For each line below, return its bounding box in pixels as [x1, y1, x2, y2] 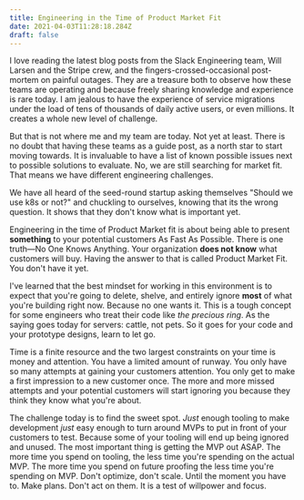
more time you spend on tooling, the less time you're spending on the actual [9, 452, 295, 463]
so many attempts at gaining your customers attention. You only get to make [9, 366, 296, 377]
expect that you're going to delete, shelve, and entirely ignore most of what [9, 291, 293, 301]
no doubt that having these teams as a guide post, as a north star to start [9, 140, 283, 151]
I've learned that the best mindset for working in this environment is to [9, 281, 273, 291]
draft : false [9, 30, 59, 39]
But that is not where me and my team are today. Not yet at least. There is [9, 131, 286, 142]
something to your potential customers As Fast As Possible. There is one [9, 234, 284, 245]
